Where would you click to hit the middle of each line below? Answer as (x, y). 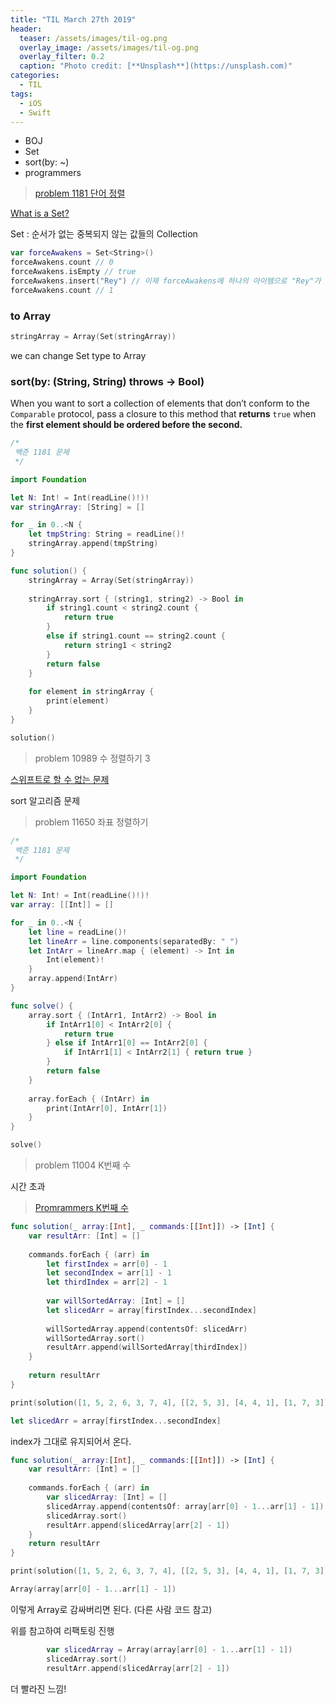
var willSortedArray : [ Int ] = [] (116, 1301)
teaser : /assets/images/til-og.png (93, 38)
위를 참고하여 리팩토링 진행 (62, 1630)
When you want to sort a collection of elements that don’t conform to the (160, 403)
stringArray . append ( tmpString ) (93, 544)
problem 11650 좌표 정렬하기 (91, 822)
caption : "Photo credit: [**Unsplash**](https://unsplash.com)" (156, 66)
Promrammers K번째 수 (81, 1208)
